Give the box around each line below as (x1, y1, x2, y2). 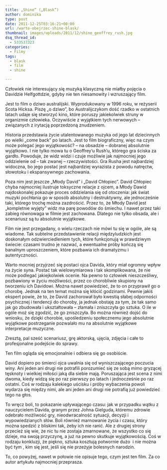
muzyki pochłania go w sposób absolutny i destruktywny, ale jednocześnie (5, 194, 159, 200)
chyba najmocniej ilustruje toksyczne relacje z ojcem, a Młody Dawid (5, 184, 147, 190)
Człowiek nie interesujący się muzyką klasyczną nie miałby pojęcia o (5, 86, 146, 91)
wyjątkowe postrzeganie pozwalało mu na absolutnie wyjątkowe (5, 320, 137, 326)
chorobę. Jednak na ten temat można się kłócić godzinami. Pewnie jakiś (5, 288, 153, 294)
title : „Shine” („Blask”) (5, 7, 59, 12)
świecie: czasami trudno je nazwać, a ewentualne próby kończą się (5, 241, 144, 247)
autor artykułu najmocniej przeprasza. (5, 459, 83, 465)
